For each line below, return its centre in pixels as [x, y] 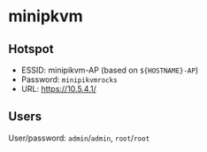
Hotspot [31, 49]
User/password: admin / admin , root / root [79, 138]
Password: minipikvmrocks [69, 80]
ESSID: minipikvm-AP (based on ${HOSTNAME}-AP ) [110, 70]
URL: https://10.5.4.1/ [58, 89]
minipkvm [46, 16]
